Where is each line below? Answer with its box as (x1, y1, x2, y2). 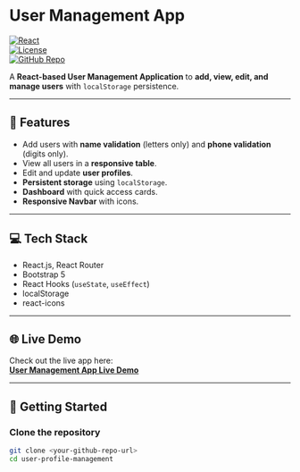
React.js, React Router (21, 259, 104, 270)
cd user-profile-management (9, 454, 114, 463)
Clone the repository (9, 426, 101, 438)
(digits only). (21, 148, 69, 159)
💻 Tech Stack (9, 232, 88, 247)
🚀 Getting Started (9, 399, 108, 414)
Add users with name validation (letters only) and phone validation (21, 139, 271, 149)
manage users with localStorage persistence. (9, 80, 179, 91)
